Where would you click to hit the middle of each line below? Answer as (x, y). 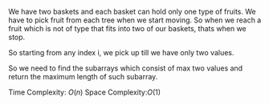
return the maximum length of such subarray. (83, 77)
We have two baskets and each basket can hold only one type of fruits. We (132, 12)
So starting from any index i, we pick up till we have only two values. (121, 52)
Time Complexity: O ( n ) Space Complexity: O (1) (85, 92)
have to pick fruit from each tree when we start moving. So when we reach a (135, 20)
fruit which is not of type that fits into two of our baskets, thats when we (127, 28)
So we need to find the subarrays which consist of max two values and (126, 68)
